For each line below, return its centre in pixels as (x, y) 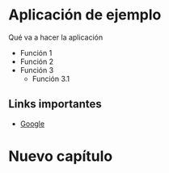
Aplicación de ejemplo (85, 15)
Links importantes (55, 104)
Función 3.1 (51, 78)
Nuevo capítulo (61, 156)
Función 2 (37, 61)
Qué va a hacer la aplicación (56, 37)
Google (32, 124)
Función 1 (36, 53)
